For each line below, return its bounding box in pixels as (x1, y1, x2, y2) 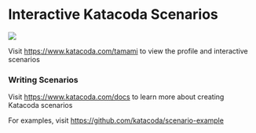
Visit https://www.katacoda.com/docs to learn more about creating (8, 92, 225, 102)
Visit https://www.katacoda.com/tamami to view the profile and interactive (8, 46, 249, 56)
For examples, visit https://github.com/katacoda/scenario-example (8, 116, 224, 125)
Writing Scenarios (8, 74, 79, 85)
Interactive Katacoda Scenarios (8, 6, 218, 24)
